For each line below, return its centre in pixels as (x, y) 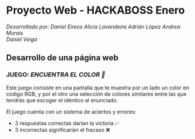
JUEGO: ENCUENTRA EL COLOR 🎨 (56, 75)
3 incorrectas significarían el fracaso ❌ (62, 130)
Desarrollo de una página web (62, 58)
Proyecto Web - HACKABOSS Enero (95, 10)
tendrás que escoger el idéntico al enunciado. (62, 100)
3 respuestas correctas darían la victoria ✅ (67, 123)
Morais (15, 33)
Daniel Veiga (22, 39)
